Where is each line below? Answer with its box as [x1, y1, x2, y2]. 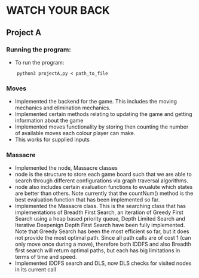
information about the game [14, 117, 84, 124]
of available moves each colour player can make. [14, 130, 136, 137]
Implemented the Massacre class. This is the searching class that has [14, 203, 186, 210]
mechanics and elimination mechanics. [14, 104, 111, 111]
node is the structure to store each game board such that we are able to [14, 171, 192, 178]
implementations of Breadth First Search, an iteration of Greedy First [14, 209, 183, 216]
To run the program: [14, 59, 65, 66]
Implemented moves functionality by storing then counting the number [14, 123, 189, 130]
